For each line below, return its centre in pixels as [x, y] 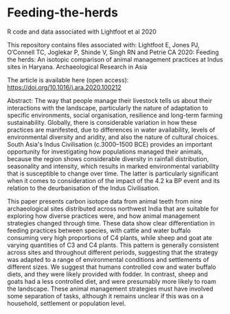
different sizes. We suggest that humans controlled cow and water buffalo [112, 267]
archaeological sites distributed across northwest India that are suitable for [113, 208]
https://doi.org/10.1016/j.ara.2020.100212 [64, 87]
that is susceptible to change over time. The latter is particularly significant [113, 173]
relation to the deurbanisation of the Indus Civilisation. [83, 188]
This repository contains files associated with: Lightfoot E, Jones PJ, [103, 45]
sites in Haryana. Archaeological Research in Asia [77, 67]
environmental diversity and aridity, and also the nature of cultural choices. [113, 137]
